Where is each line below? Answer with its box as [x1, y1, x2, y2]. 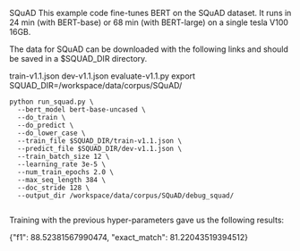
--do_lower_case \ [17, 129, 87, 138]
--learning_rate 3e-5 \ [17, 160, 106, 169]
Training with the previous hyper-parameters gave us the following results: [9, 214, 285, 225]
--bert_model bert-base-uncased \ [17, 105, 146, 114]
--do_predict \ [17, 121, 74, 130]
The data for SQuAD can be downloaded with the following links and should [9, 44, 289, 54]
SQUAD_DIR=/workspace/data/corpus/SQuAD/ [9, 80, 183, 90]
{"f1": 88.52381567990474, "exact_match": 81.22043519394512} [9, 232, 249, 242]
